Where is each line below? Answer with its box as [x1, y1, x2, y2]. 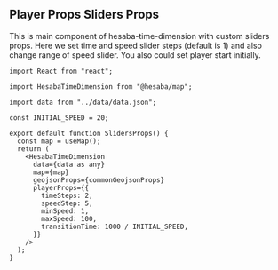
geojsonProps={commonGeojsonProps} [32, 175, 165, 185]
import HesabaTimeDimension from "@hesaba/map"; [9, 82, 193, 91]
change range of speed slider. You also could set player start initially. [9, 49, 261, 60]
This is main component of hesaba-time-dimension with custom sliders [9, 30, 270, 41]
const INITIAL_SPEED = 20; [9, 113, 109, 123]
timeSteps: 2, [41, 191, 93, 200]
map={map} [32, 168, 69, 177]
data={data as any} [32, 160, 105, 169]
